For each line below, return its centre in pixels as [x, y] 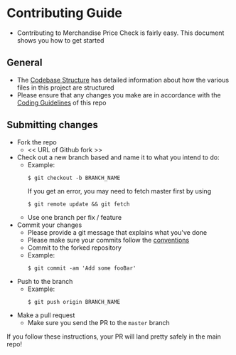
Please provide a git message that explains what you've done [117, 232]
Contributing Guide [64, 13]
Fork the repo [37, 142]
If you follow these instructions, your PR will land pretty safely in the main [114, 337]
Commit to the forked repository [75, 248]
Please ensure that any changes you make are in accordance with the [119, 95]
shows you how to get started [60, 40]
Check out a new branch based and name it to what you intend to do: [118, 157]
